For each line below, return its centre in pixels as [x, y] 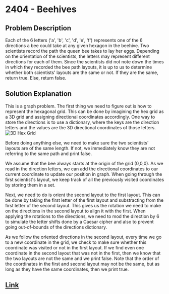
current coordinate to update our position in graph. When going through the [84, 174]
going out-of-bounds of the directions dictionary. [56, 227]
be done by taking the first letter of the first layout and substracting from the [84, 200]
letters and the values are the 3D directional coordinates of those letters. [80, 127]
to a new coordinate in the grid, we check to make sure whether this [76, 242]
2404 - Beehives [41, 9]
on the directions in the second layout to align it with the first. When [75, 211]
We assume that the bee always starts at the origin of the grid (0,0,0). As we [84, 163]
